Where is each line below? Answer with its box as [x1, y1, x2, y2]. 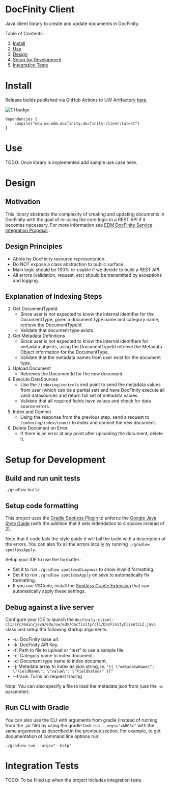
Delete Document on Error [12, 425, 68, 431]
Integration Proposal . [5, 227, 49, 233]
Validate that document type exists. [20, 327, 95, 333]
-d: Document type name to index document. [12, 658, 107, 664]
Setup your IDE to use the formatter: [5, 557, 81, 563]
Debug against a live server [5, 603, 94, 611]
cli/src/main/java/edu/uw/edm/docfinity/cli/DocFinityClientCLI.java [5, 622, 156, 627]
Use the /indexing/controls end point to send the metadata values [20, 381, 161, 388]
